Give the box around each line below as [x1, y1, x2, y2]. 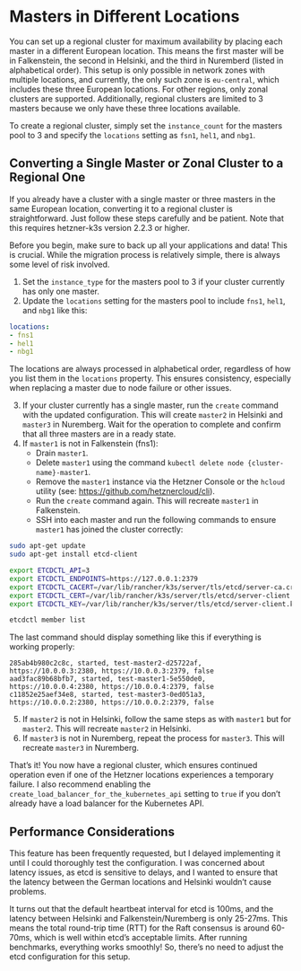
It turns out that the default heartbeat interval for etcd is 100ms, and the [9, 904, 274, 914]
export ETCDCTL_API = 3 [9, 566, 90, 575]
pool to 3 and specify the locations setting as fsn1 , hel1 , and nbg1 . [9, 129, 256, 140]
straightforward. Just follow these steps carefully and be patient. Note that [9, 213, 285, 224]
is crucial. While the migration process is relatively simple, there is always [9, 249, 280, 260]
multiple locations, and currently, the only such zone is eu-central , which [9, 74, 279, 84]
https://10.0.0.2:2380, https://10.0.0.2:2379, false [9, 698, 215, 707]
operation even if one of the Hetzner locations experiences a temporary [9, 770, 274, 781]
